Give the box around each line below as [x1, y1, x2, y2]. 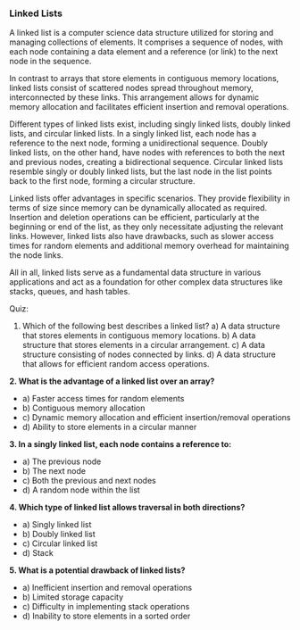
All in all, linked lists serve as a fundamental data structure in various [9, 267, 262, 278]
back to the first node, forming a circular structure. [9, 176, 196, 187]
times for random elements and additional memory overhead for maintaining [9, 240, 289, 252]
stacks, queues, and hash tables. [9, 286, 131, 297]
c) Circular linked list [21, 538, 98, 549]
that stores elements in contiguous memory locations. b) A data [21, 330, 256, 341]
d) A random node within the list [21, 485, 140, 495]
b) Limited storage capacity [21, 592, 124, 602]
